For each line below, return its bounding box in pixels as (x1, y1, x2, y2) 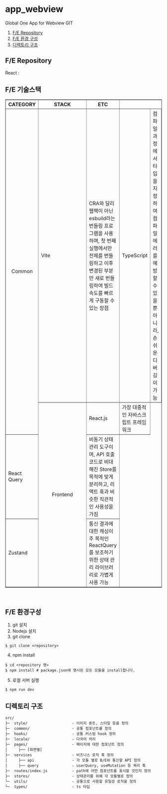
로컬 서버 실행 (12, 677, 39, 683)
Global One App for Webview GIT (5, 20, 73, 26)
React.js (88, 414, 108, 421)
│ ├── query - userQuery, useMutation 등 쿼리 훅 (5, 763, 146, 768)
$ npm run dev (5, 687, 35, 692)
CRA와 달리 (88, 200, 115, 207)
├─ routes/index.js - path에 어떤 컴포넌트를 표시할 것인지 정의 (5, 769, 151, 774)
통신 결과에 (88, 520, 113, 527)
